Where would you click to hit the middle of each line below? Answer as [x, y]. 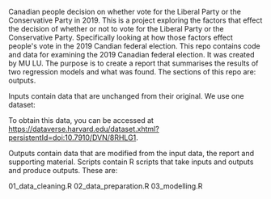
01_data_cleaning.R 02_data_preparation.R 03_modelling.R [106, 186]
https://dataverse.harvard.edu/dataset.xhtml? [84, 129]
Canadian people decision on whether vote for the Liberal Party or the [125, 12]
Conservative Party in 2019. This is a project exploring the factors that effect [135, 20]
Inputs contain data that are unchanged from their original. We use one [126, 96]
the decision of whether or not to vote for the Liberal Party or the [116, 29]
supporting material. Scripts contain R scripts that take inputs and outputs [131, 162]
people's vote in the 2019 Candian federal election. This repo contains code [134, 46]
